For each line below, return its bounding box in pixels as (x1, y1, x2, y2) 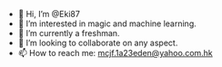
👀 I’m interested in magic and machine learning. (17, 18, 197, 29)
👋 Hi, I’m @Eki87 (17, 9, 80, 19)
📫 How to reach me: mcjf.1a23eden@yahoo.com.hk (17, 48, 214, 58)
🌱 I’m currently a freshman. (17, 28, 120, 38)
